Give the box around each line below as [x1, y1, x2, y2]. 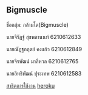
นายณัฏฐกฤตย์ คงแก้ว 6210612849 [6, 45, 83, 52]
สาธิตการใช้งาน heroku [6, 82, 55, 89]
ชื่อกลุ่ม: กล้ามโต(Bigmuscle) [6, 21, 69, 28]
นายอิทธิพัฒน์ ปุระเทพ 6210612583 [6, 69, 82, 77]
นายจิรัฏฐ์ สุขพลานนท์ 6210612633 [6, 33, 81, 40]
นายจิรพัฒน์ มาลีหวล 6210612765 [6, 57, 79, 65]
